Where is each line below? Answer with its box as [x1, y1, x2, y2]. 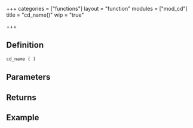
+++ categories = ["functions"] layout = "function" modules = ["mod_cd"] [6, 5, 188, 12]
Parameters [6, 72, 51, 82]
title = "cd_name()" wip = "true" [6, 11, 84, 18]
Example [6, 113, 39, 123]
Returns [6, 92, 37, 102]
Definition [6, 40, 44, 50]
